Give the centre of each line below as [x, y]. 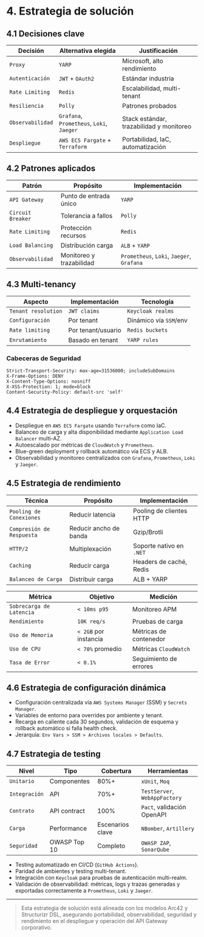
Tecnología [157, 301]
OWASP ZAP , [156, 843]
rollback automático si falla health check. [66, 728]
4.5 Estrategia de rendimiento [64, 483]
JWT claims [84, 311]
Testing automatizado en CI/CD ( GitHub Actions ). [76, 865]
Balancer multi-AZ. [38, 438]
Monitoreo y [78, 255]
